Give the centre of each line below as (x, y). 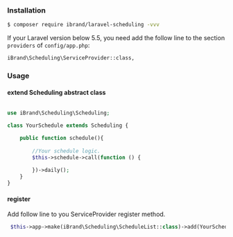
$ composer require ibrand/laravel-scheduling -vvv (83, 25)
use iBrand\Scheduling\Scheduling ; (59, 113)
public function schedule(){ (62, 138)
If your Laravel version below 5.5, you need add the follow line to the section (116, 38)
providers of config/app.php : (49, 45)
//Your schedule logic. (66, 151)
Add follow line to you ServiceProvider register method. (86, 214)
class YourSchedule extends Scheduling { (68, 126)
